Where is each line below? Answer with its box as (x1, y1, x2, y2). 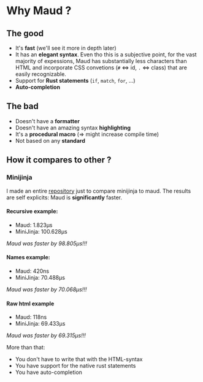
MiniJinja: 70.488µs (15, 273, 66, 281)
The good (6, 28, 44, 39)
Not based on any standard (15, 137, 86, 144)
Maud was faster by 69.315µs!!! (6, 332, 86, 339)
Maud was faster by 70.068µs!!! (6, 286, 87, 293)
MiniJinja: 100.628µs (15, 227, 67, 235)
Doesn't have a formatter (15, 117, 80, 124)
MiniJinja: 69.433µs (15, 320, 66, 327)
